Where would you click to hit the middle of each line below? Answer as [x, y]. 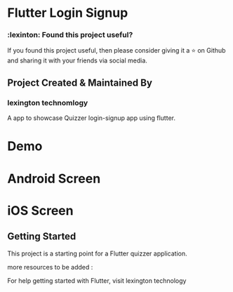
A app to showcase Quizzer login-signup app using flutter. [91, 118]
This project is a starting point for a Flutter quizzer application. [97, 253]
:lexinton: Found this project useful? [70, 35]
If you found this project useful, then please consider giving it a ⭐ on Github [116, 51]
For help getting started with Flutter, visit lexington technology [97, 280]
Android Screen [54, 179]
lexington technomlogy [48, 102]
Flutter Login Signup [68, 13]
